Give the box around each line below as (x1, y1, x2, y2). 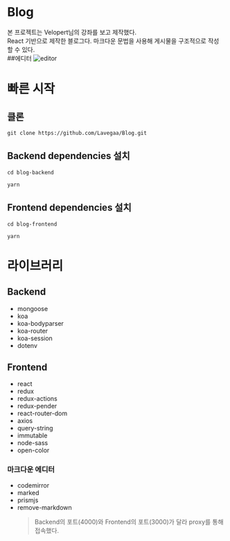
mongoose (17, 304, 48, 313)
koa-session (17, 334, 53, 342)
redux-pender (17, 402, 57, 410)
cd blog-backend (7, 169, 54, 176)
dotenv (17, 341, 38, 349)
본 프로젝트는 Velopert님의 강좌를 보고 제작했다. (7, 28, 137, 36)
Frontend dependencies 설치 (7, 202, 132, 214)
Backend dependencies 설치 (7, 150, 130, 162)
